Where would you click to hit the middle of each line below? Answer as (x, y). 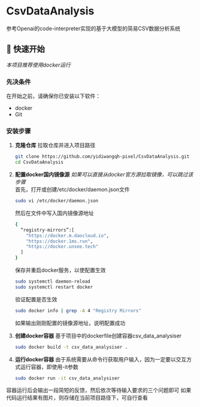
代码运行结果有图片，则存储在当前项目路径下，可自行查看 (77, 398)
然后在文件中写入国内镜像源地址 (54, 213)
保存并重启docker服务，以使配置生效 (60, 270)
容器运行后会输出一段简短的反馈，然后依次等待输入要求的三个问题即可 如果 (99, 390)
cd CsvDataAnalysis (39, 162)
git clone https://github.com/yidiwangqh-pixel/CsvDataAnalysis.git (102, 157)
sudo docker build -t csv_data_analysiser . (71, 347)
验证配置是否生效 (36, 299)
